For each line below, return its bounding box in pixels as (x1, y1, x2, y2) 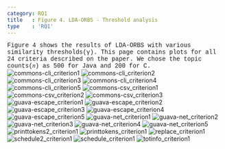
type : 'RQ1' (7, 23, 54, 30)
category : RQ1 (7, 10, 48, 17)
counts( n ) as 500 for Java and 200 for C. (7, 62, 151, 70)
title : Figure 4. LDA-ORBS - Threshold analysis (7, 16, 158, 23)
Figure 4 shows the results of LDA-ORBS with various (7, 42, 191, 49)
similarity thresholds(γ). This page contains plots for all (7, 49, 217, 56)
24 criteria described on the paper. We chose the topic (7, 56, 202, 63)
